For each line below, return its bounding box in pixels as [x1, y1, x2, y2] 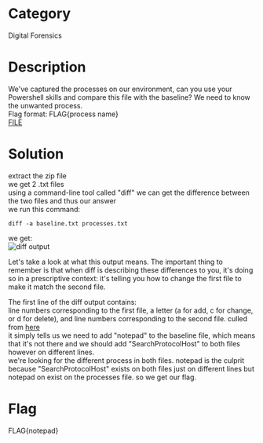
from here [8, 322, 41, 331]
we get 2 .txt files [8, 179, 64, 189]
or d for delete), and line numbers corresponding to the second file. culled [8, 313, 248, 323]
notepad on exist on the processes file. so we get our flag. [8, 372, 197, 382]
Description [8, 58, 86, 76]
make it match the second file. [8, 282, 106, 291]
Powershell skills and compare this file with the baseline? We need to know [8, 92, 251, 102]
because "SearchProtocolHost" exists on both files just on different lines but [8, 364, 255, 373]
